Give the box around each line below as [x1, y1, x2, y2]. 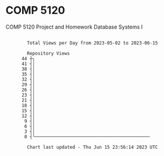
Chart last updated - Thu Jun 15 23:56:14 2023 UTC [27, 144, 159, 150]
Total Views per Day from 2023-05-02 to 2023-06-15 [27, 40, 159, 46]
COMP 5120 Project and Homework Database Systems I [5, 23, 143, 30]
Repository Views [27, 50, 70, 57]
